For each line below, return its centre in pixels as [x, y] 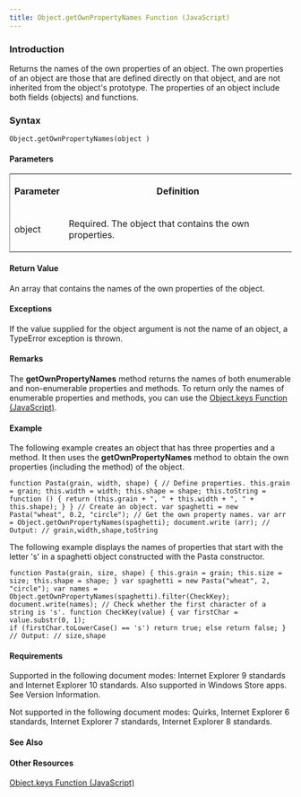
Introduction [37, 48]
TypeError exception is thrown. [66, 338]
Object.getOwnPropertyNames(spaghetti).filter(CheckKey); [120, 597]
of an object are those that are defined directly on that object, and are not [145, 78]
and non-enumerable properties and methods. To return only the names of [147, 389]
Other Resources [42, 763]
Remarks [26, 359]
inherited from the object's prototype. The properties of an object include [145, 87]
